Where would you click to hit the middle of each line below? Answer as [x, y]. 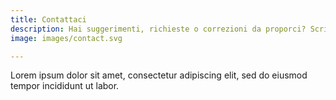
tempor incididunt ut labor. [65, 86]
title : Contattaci [48, 19]
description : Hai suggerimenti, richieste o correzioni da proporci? [158, 29]
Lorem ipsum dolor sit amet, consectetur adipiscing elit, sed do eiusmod [159, 75]
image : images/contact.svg [66, 38]
